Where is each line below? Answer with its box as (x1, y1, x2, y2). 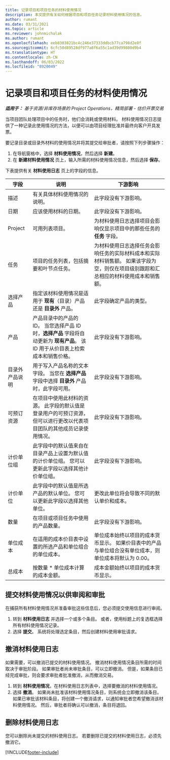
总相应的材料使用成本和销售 (94, 273, 160, 280)
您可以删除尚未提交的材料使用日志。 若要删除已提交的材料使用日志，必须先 (5, 733, 162, 739)
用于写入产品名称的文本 (32, 362, 89, 369)
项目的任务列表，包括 (32, 258, 83, 265)
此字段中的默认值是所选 (32, 482, 89, 489)
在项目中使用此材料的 (32, 395, 83, 402)
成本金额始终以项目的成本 (94, 564, 155, 572)
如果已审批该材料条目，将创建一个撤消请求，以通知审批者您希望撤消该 (12, 695, 159, 702)
